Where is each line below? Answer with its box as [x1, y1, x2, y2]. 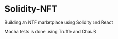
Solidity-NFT [4, 3, 58, 14]
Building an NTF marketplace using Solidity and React [4, 19, 113, 25]
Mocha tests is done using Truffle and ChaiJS [4, 28, 96, 34]
